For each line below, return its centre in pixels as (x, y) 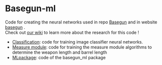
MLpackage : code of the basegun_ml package (59, 57)
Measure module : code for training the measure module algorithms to (82, 47)
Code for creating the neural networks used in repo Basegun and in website (81, 22)
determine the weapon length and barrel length (60, 52)
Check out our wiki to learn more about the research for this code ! (72, 32)
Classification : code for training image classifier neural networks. (77, 42)
